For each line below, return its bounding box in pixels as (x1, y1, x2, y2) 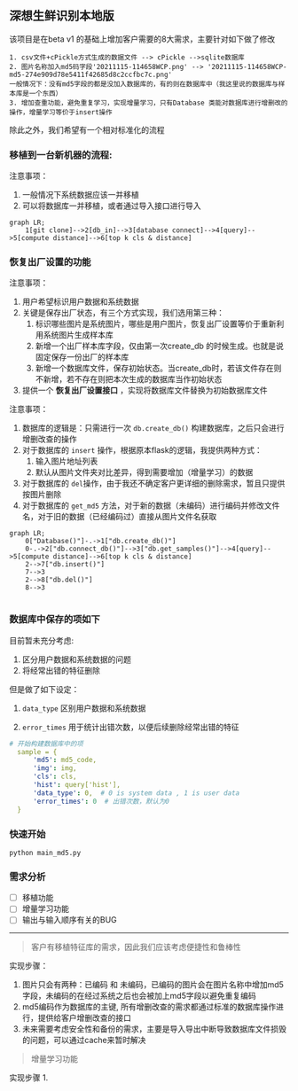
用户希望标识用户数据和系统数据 (21, 296, 139, 308)
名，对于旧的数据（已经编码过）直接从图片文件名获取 (21, 511, 217, 522)
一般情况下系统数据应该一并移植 (21, 190, 139, 200)
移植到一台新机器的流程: (9, 149, 113, 161)
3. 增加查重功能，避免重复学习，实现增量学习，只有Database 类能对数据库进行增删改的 (9, 98, 288, 107)
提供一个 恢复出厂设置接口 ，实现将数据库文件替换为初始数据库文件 (21, 385, 268, 396)
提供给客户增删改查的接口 (37, 1013, 131, 1024)
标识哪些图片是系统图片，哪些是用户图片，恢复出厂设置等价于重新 (35, 318, 277, 330)
